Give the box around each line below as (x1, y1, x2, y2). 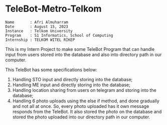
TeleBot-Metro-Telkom (5, 3, 102, 15)
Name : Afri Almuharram (5, 20, 69, 25)
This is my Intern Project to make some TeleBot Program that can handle (5, 46, 154, 52)
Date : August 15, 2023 (5, 24, 69, 29)
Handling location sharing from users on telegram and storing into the (12, 87, 156, 93)
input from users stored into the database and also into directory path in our (5, 51, 162, 57)
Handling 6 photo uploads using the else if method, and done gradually (12, 98, 159, 104)
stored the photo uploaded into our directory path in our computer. (12, 114, 150, 120)
